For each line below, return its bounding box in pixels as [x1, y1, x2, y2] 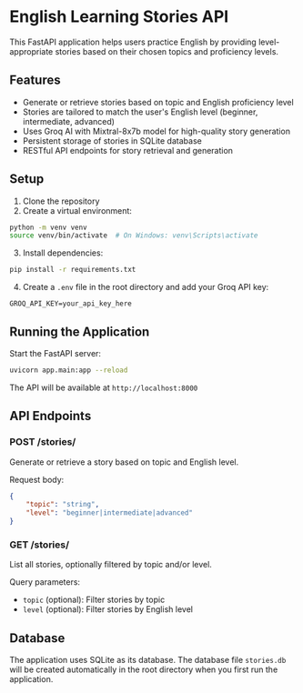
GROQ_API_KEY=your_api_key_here [9, 299, 132, 308]
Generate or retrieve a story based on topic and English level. [9, 457, 239, 467]
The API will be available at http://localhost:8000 [9, 382, 198, 393]
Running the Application [9, 324, 150, 339]
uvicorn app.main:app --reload [9, 366, 128, 375]
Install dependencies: [22, 247, 104, 258]
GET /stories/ [9, 538, 70, 551]
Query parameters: [9, 577, 80, 588]
